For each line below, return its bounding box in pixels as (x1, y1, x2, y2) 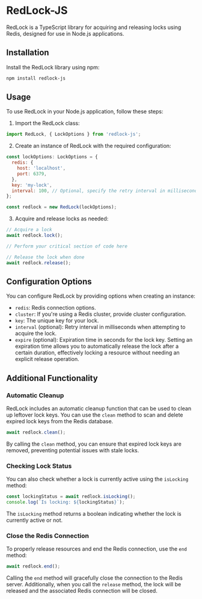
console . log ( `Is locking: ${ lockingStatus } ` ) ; (6, 499, 125, 505)
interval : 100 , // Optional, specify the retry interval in (11, 188, 165, 194)
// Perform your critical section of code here (6, 243, 128, 249)
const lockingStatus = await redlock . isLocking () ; (6, 493, 136, 500)
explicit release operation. (14, 356, 79, 363)
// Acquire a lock (6, 227, 52, 233)
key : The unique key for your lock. (14, 317, 99, 324)
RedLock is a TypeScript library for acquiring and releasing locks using (6, 24, 182, 31)
